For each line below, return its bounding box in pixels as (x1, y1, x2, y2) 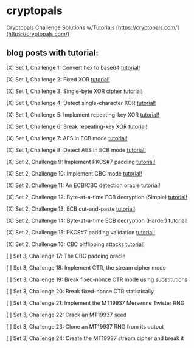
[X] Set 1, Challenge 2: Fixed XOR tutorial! (6, 75, 110, 83)
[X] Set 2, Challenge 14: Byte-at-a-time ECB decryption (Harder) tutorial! (6, 217, 188, 224)
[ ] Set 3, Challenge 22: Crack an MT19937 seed (6, 311, 126, 318)
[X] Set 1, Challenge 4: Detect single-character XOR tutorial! (6, 99, 156, 106)
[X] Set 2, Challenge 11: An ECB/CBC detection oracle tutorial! (6, 182, 161, 189)
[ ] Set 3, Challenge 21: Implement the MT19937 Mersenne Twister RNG (6, 299, 185, 307)
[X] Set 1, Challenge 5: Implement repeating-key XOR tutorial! (6, 111, 159, 118)
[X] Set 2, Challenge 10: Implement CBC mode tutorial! (6, 169, 142, 177)
